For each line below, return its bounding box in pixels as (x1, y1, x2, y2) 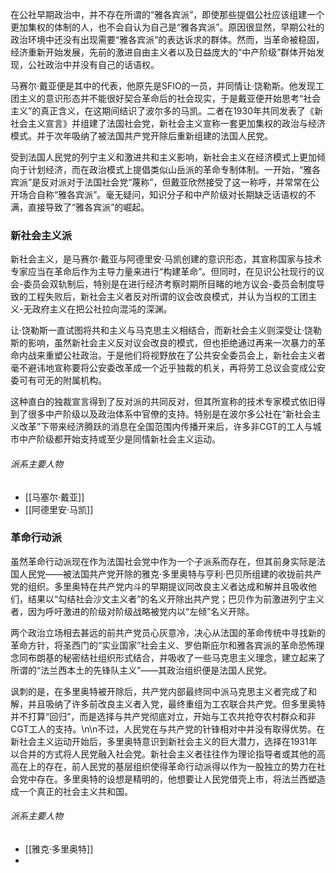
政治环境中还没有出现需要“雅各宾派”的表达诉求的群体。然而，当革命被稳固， (10, 34, 325, 45)
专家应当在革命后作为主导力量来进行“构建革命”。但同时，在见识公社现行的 (10, 266, 317, 278)
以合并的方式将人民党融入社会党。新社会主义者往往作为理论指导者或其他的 (10, 748, 317, 760)
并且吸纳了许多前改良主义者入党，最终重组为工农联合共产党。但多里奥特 (27, 698, 326, 710)
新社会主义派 (10, 228, 73, 242)
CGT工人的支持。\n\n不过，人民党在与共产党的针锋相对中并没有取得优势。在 (10, 723, 326, 735)
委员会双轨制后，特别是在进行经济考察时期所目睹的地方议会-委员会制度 (23, 278, 317, 290)
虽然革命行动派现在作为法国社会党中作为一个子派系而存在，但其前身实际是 (10, 555, 317, 567)
